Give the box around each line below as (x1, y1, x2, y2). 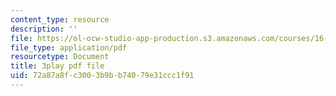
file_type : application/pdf (10, 42, 128, 53)
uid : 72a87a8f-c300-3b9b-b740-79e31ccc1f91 (10, 71, 195, 81)
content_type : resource (10, 14, 110, 25)
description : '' (10, 24, 78, 34)
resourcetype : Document (10, 52, 110, 62)
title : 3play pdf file (10, 61, 105, 71)
